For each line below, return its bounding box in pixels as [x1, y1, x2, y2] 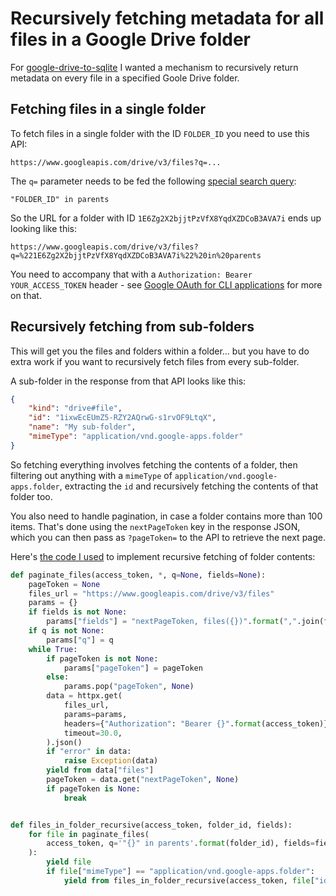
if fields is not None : [28, 607, 128, 617]
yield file [46, 857, 92, 867]
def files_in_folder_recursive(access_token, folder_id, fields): [10, 820, 293, 830]
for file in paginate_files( [28, 829, 150, 839]
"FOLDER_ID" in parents [10, 194, 110, 204]
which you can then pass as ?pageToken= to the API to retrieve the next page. [10, 531, 326, 543]
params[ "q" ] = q [46, 635, 114, 645]
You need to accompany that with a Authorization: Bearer [10, 268, 253, 280]
